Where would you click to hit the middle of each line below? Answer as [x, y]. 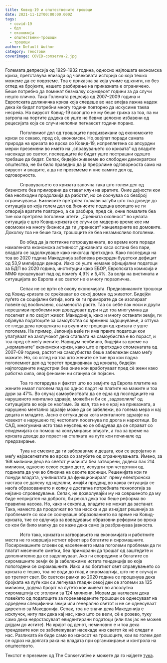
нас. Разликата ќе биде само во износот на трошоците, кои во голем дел [83, 635]
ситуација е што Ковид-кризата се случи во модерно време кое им [77, 222]
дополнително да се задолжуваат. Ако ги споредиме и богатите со [77, 556]
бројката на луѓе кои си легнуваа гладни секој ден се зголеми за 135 [79, 582]
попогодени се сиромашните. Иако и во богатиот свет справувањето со [83, 566]
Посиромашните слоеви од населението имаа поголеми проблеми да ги [83, 545]
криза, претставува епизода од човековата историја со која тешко [76, 76]
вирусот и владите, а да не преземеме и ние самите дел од [69, 170]
